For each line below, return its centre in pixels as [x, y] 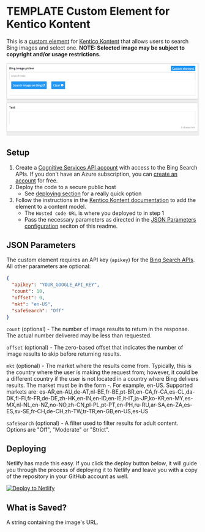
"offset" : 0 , [28, 298]
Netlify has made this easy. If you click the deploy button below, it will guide [102, 463]
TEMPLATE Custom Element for [88, 11]
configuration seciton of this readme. [71, 226]
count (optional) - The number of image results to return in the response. [98, 329]
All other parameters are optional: [49, 266]
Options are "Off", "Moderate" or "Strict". [58, 429]
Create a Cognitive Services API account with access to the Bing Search [106, 167]
